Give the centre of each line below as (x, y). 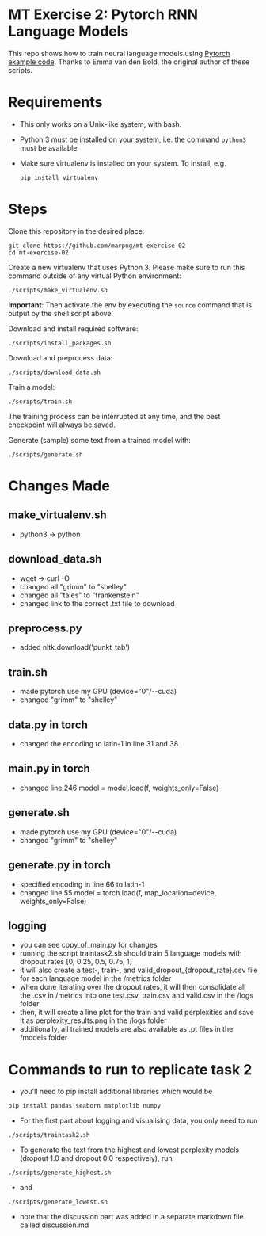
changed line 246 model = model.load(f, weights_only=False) (119, 788)
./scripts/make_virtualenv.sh (58, 290)
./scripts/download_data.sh (55, 372)
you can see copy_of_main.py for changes (88, 945)
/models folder (44, 1038)
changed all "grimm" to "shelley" (73, 586)
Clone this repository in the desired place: (76, 231)
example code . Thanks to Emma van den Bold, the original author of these (129, 62)
